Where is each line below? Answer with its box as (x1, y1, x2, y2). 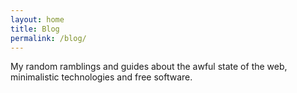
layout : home (10, 14, 65, 25)
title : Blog (10, 24, 60, 34)
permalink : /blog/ (10, 33, 87, 43)
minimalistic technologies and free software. (10, 71, 193, 83)
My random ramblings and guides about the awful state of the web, (10, 61, 288, 73)
